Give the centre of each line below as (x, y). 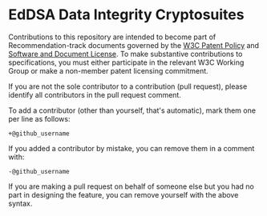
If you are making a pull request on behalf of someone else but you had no (131, 186)
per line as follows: (39, 118)
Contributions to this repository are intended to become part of (112, 37)
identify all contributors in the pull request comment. (95, 94)
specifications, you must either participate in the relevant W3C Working (126, 62)
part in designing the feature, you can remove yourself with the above (123, 194)
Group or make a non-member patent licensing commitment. (108, 70)
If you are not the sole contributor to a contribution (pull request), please (128, 86)
